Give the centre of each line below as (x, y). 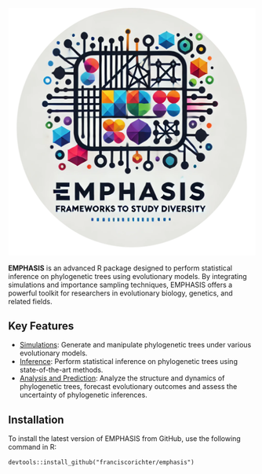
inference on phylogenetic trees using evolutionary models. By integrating (127, 276)
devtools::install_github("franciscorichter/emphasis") (101, 463)
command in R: (33, 447)
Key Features (41, 326)
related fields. (30, 301)
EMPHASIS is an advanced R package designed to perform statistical (120, 268)
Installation (36, 419)
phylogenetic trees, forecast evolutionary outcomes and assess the (128, 387)
